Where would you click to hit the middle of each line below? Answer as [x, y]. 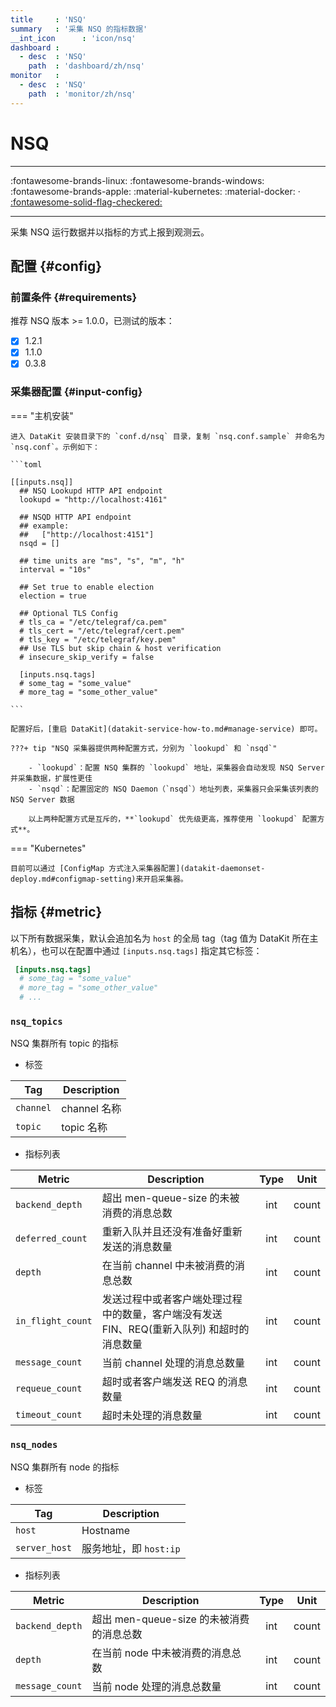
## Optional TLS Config [68, 613]
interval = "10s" [55, 569]
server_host [44, 1547]
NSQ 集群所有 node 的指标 [65, 1467]
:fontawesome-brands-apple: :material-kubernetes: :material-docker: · [155, 191]
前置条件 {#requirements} [74, 297]
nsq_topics [36, 1021]
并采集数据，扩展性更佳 [51, 778]
